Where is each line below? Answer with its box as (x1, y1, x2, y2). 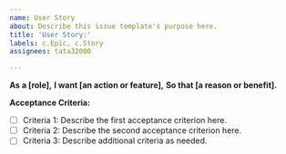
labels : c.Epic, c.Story (9, 38, 104, 48)
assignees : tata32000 (9, 47, 92, 56)
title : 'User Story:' (9, 30, 92, 39)
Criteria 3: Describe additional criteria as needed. (22, 135, 208, 146)
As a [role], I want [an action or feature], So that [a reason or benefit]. (9, 80, 278, 91)
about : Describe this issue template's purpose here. (9, 22, 219, 31)
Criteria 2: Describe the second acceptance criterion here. (22, 125, 242, 136)
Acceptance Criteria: (9, 97, 91, 109)
